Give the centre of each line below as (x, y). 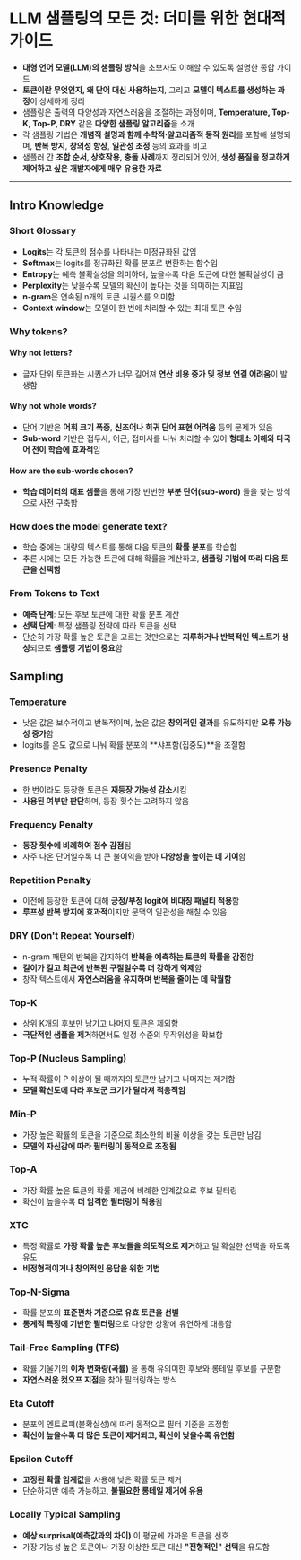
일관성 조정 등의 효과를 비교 (159, 145)
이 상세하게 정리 (57, 100)
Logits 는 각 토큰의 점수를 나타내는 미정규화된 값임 (109, 251)
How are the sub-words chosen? (71, 471)
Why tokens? (39, 331)
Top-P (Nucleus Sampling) (68, 1058)
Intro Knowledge (57, 206)
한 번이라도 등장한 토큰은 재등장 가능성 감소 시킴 (104, 789)
